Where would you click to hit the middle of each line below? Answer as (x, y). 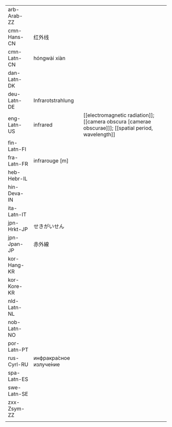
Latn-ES (18, 379)
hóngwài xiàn (49, 58)
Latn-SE (18, 394)
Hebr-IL (18, 179)
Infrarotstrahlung (53, 100)
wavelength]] (99, 134)
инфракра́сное (51, 358)
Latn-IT (17, 215)
